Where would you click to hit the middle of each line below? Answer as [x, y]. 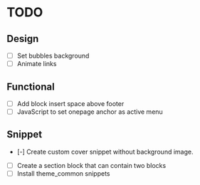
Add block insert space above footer [70, 103]
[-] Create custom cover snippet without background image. [105, 152]
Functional [31, 86]
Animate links [37, 64]
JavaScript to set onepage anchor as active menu [90, 112]
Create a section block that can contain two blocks [91, 165]
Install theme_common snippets [63, 173]
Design [23, 39]
